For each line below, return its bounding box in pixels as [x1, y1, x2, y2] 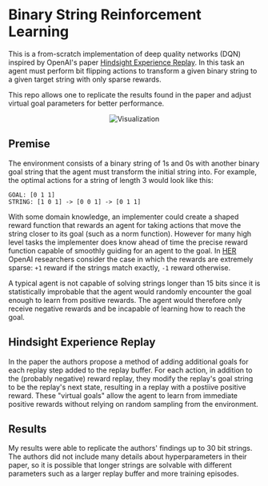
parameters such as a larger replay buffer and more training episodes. [8, 469, 239, 479]
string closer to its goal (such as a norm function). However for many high [8, 229, 252, 238]
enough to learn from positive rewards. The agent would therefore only [8, 295, 242, 305]
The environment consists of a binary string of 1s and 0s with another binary [8, 158, 260, 168]
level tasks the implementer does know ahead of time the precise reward [8, 237, 248, 247]
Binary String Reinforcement [8, 6, 202, 24]
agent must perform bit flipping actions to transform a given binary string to [8, 66, 258, 75]
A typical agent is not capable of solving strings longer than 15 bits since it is [8, 278, 261, 288]
